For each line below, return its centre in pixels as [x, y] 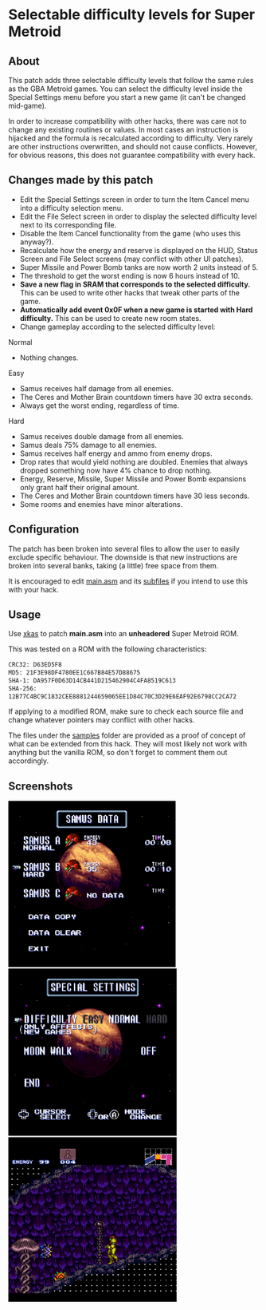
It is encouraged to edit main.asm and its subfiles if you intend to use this [128, 581]
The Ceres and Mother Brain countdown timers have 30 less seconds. [135, 496]
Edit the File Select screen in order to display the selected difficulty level [138, 216]
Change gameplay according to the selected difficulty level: [117, 327]
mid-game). [27, 106]
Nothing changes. [49, 358]
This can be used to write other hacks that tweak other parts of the [130, 292]
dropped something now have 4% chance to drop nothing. [116, 470]
